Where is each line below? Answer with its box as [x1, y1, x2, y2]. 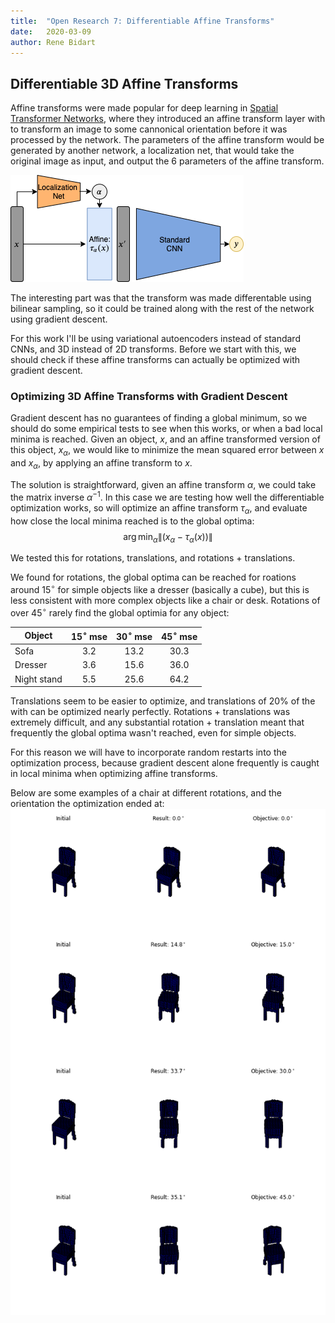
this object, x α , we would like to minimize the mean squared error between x [10, 444, 325, 459]
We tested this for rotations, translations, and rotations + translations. [10, 552, 296, 564]
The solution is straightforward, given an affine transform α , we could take [10, 479, 317, 491]
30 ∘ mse [116, 629, 153, 642]
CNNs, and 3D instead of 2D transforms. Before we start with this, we [10, 343, 297, 355]
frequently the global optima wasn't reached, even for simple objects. [10, 727, 297, 739]
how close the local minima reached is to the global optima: [10, 515, 255, 527]
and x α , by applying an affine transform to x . [10, 457, 193, 472]
